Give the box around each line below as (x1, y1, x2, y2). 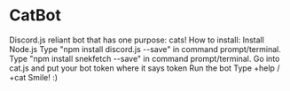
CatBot (9, 5, 62, 26)
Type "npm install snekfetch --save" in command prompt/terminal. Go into (9, 53, 280, 64)
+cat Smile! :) (9, 72, 59, 82)
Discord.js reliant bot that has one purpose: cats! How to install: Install (9, 34, 264, 45)
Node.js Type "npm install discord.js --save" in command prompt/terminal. (9, 43, 281, 54)
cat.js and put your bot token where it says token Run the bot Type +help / (9, 63, 280, 73)
